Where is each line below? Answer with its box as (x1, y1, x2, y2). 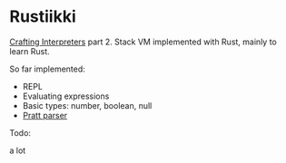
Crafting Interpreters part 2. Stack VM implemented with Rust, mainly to (9, 36, 277, 47)
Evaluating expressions (22, 91, 110, 101)
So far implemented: (9, 63, 86, 74)
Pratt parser (22, 110, 68, 120)
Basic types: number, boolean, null (22, 100, 153, 110)
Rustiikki (9, 6, 77, 27)
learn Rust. (9, 45, 50, 56)
